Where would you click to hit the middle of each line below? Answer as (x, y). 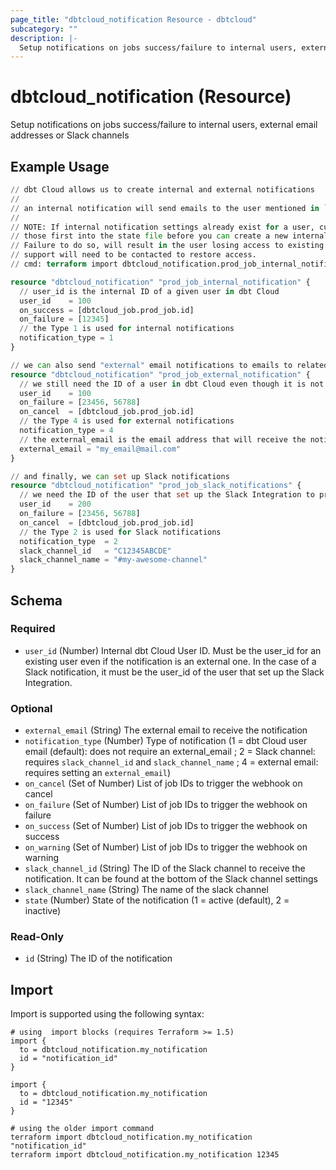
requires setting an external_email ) (98, 773)
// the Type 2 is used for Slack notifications (120, 532)
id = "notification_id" (68, 1059)
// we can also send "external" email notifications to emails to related (169, 365)
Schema (36, 600)
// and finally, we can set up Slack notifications (120, 476)
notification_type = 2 (68, 541)
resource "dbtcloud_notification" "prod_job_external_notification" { (160, 374)
